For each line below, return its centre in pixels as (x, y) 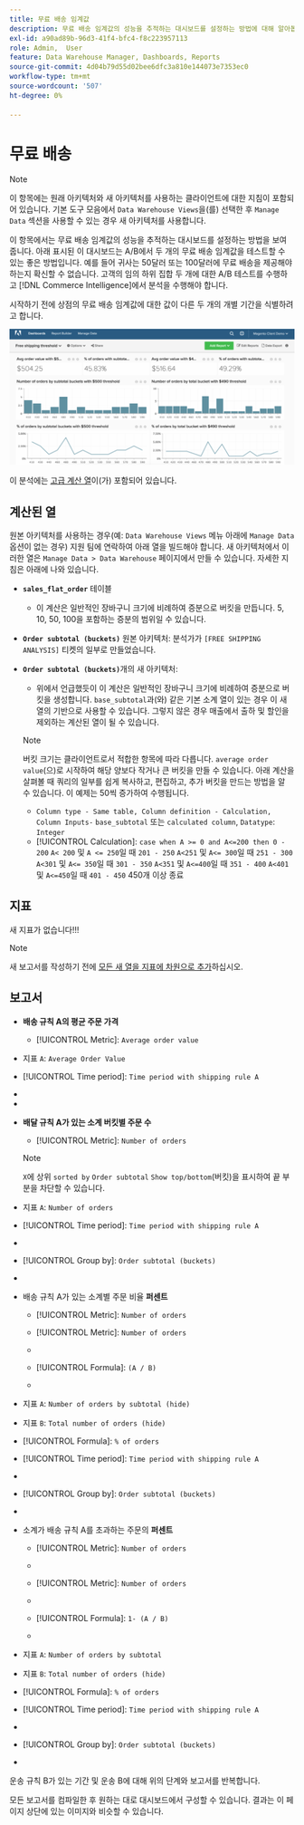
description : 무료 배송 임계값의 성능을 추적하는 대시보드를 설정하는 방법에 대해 (142, 29)
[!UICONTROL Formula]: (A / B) (96, 1367)
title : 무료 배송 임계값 (50, 19)
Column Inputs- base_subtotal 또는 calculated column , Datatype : (156, 821)
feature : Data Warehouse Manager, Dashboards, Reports (115, 58)
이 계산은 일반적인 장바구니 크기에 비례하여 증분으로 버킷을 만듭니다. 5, (160, 608)
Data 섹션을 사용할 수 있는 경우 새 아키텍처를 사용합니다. (108, 221)
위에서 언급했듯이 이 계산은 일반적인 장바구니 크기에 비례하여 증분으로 (158, 687)
